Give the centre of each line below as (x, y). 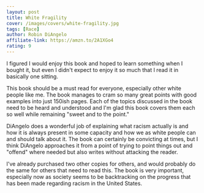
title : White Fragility (37, 18)
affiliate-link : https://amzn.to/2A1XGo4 (60, 40)
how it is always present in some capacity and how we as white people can (101, 133)
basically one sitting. (32, 76)
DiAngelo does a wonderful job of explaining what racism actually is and (97, 126)
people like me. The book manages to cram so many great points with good (102, 95)
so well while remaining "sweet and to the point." (68, 114)
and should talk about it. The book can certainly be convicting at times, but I (102, 139)
